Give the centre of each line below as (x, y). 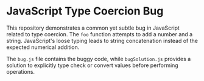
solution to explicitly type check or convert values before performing (92, 65)
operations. (21, 71)
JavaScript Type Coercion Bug (85, 11)
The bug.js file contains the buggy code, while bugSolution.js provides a (99, 59)
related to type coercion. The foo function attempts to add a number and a (100, 34)
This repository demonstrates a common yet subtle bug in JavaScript (93, 28)
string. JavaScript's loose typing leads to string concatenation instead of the (102, 40)
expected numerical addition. (43, 47)
